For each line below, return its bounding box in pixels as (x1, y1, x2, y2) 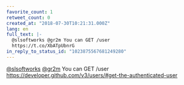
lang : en (6, 25, 29, 32)
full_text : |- (6, 32, 43, 38)
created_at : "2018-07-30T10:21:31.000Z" (6, 20, 111, 26)
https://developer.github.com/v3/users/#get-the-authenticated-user (6, 71, 178, 79)
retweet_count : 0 (6, 15, 51, 21)
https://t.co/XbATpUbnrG (12, 43, 75, 49)
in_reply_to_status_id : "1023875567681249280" (6, 49, 127, 55)
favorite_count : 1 (6, 8, 53, 15)
